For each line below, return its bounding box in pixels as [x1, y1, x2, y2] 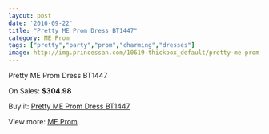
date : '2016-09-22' [8, 19, 74, 27]
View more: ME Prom [8, 117, 78, 126]
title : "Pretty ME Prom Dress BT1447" [8, 26, 138, 34]
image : [8, 49, 30, 57]
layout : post [8, 11, 52, 20]
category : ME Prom [8, 33, 70, 42]
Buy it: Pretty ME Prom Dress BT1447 [8, 101, 130, 111]
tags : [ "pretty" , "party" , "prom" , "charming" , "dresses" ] [8, 41, 195, 49]
